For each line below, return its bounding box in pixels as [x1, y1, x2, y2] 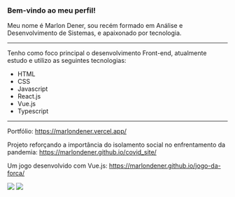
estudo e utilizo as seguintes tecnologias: [7, 57, 127, 65]
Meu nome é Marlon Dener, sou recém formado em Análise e [7, 22, 183, 30]
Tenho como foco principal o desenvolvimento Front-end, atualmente [7, 49, 207, 57]
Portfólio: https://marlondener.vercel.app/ [7, 127, 127, 136]
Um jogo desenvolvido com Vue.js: [7, 161, 108, 170]
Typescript [17, 107, 49, 115]
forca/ [7, 169, 25, 177]
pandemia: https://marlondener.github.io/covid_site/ [7, 148, 157, 156]
